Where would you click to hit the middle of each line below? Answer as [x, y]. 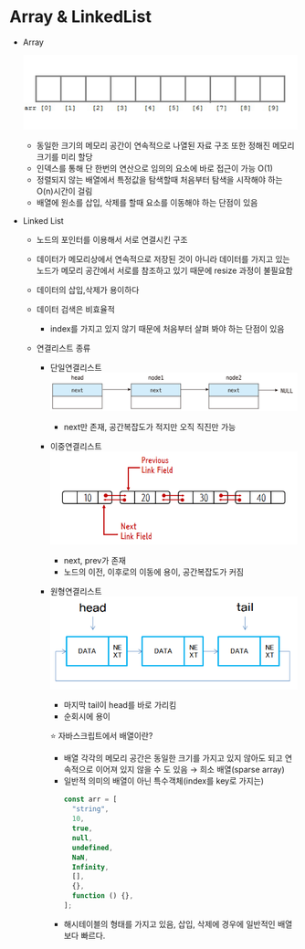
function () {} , [103, 896]
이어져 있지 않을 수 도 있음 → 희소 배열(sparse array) [190, 770]
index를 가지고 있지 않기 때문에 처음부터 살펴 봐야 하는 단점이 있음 [167, 328]
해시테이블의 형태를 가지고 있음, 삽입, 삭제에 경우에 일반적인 [169, 923]
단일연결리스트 [76, 367]
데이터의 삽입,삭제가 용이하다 [88, 290]
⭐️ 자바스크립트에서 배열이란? [101, 736]
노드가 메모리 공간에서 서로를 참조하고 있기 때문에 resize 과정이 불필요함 [165, 270]
